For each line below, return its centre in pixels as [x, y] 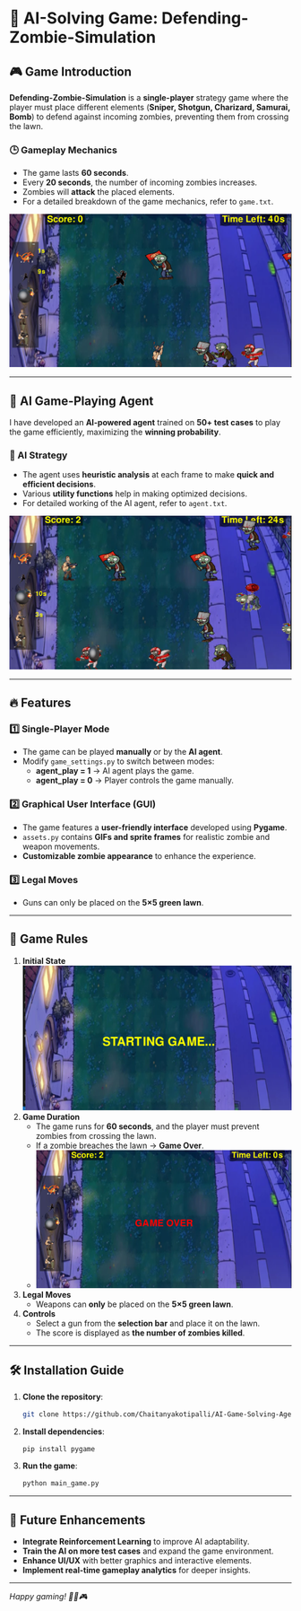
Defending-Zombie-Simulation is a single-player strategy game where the [149, 97]
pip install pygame [59, 1449]
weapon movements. [61, 846]
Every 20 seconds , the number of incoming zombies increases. [140, 182]
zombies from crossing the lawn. [96, 1136]
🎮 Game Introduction [71, 71]
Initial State [44, 960]
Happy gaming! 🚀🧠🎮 [48, 1597]
